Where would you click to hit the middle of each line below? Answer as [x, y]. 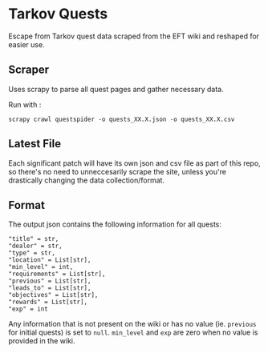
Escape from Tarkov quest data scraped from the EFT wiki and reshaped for [134, 36]
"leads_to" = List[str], [50, 288]
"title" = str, [34, 239]
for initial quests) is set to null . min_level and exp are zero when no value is [133, 332]
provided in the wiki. [42, 341]
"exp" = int [28, 309]
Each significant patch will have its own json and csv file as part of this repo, [134, 163]
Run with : [25, 104]
